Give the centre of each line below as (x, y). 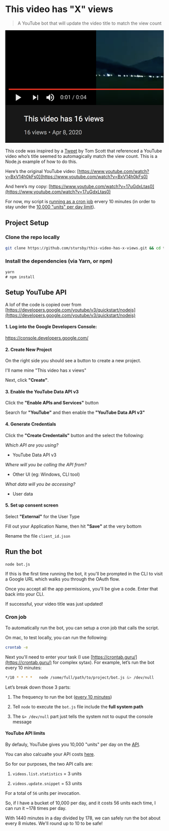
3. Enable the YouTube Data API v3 (42, 391)
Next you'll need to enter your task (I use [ (49, 657)
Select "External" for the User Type (43, 516)
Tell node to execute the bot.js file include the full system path (78, 707)
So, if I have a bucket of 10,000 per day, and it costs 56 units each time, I (80, 803)
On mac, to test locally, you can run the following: (57, 638)
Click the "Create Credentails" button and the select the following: (75, 435)
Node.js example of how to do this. (41, 161)
